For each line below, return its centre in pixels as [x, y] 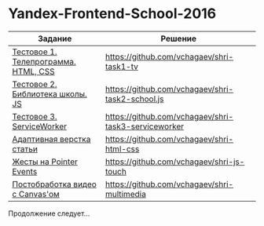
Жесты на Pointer [45, 162]
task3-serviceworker [145, 126]
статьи [25, 148]
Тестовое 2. [35, 84]
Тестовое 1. [35, 52]
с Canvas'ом [36, 194]
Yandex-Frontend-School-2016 [112, 14]
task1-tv [122, 66]
